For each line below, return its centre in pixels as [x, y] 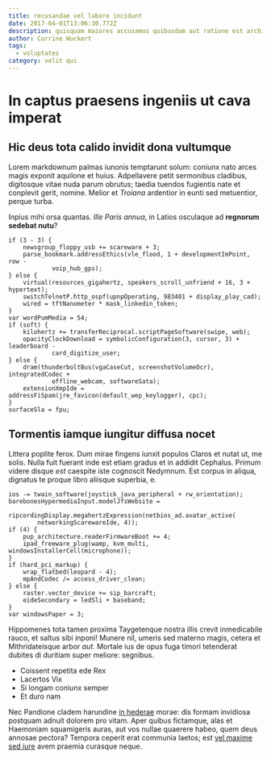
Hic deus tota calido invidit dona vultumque [120, 147]
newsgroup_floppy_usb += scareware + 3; [92, 247]
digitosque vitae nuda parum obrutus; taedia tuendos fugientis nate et [124, 184]
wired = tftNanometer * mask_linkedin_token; [101, 303]
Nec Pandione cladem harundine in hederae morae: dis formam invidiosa [129, 711]
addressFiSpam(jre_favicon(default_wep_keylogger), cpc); [108, 395]
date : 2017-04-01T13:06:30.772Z [63, 23]
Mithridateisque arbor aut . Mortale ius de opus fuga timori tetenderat [123, 646]
